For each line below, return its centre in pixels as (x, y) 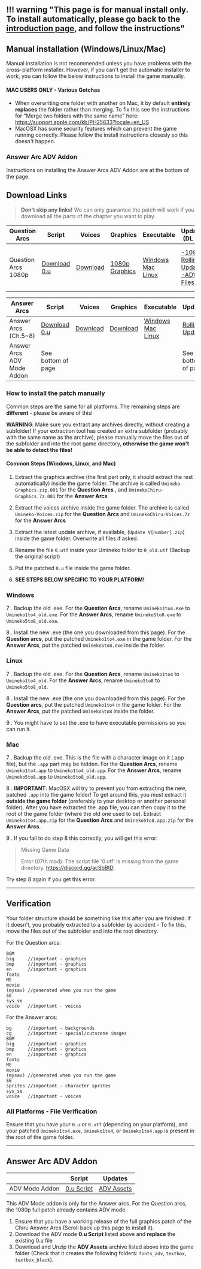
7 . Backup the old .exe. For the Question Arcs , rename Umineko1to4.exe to (98, 608)
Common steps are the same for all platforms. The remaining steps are (93, 406)
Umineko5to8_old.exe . (33, 621)
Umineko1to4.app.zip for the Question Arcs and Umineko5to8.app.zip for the (100, 820)
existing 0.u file (33, 1240)
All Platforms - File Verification (52, 1111)
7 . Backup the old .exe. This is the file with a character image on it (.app (95, 757)
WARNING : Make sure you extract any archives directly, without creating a (98, 424)
